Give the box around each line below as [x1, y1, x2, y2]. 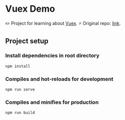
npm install [5, 64, 30, 69]
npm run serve [5, 87, 35, 92]
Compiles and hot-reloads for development [5, 75, 114, 82]
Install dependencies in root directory [5, 52, 100, 59]
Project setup [5, 37, 49, 46]
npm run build [5, 110, 35, 115]
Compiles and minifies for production [5, 99, 99, 106]
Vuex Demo [5, 3, 55, 15]
